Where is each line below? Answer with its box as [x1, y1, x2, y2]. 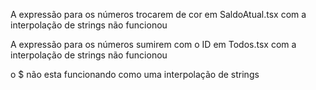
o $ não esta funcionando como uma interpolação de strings [10, 69, 260, 80]
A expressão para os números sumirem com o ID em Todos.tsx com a [10, 39, 297, 50]
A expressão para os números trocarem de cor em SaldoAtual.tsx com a [10, 9, 307, 20]
